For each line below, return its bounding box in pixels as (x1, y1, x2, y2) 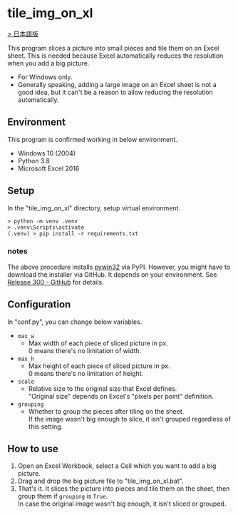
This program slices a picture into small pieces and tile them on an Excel (7, 44, 219, 52)
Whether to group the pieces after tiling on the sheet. (28, 407, 185, 415)
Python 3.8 (17, 156, 50, 165)
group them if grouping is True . (17, 492, 108, 501)
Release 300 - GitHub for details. (7, 277, 105, 286)
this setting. (28, 422, 63, 431)
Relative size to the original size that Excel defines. (28, 384, 177, 393)
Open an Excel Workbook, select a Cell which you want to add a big (17, 462, 217, 470)
